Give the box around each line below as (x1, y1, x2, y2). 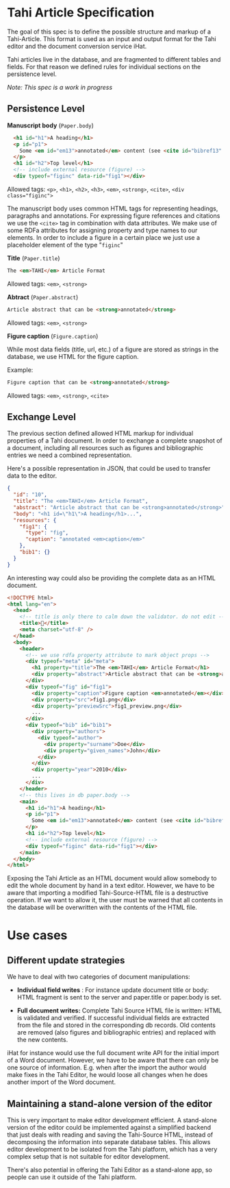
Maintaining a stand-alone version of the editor (7, 1098, 213, 1109)
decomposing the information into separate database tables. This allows (7, 1138, 211, 1146)
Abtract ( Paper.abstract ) (7, 293, 79, 301)
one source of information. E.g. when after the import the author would (7, 1063, 207, 1072)
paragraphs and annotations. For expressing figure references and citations (7, 211, 220, 220)
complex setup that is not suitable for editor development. (7, 1152, 170, 1161)
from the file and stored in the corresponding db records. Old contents (16, 1021, 216, 1029)
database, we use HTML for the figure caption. (7, 352, 139, 360)
